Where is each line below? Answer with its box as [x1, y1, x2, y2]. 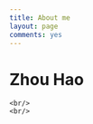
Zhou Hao [9, 69, 84, 90]
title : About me [9, 13, 70, 23]
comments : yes [9, 30, 63, 39]
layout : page [9, 22, 59, 31]
